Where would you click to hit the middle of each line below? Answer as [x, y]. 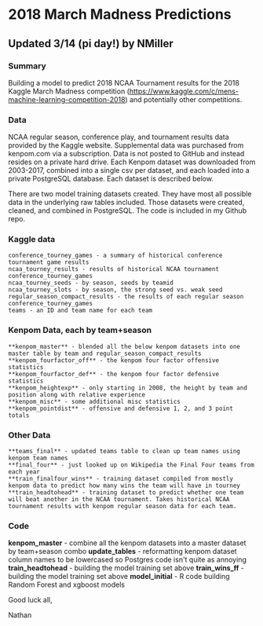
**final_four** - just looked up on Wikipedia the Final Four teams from [131, 465]
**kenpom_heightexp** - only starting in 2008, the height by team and [128, 388]
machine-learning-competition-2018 [67, 99]
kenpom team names [38, 458]
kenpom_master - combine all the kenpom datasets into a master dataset [127, 543]
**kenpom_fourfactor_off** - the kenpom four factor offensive [114, 360]
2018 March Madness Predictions [120, 15]
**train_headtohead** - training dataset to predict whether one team [126, 492]
